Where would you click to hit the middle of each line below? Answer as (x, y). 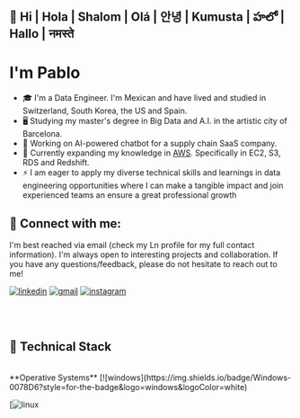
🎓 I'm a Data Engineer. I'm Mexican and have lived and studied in (144, 98)
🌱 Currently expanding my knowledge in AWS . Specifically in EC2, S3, (151, 153)
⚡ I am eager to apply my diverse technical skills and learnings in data (151, 173)
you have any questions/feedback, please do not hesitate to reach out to (144, 264)
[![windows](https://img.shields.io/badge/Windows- (195, 378)
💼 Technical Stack (61, 347)
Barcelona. (42, 134)
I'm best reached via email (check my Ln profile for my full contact (132, 245)
